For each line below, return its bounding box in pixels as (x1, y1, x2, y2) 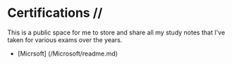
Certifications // (7, 5, 103, 21)
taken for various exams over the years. (7, 35, 123, 44)
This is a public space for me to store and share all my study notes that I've (7, 28, 226, 37)
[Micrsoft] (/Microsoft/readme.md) (17, 49, 118, 58)
